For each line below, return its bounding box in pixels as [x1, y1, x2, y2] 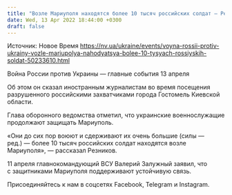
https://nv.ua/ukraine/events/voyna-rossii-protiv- [79, 42, 220, 50]
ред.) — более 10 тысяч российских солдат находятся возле [7, 139, 186, 147]
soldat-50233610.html [7, 57, 70, 65]
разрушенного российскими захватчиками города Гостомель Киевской [7, 90, 220, 99]
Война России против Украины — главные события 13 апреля [7, 70, 190, 78]
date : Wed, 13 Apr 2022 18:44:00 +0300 [7, 17, 122, 23]
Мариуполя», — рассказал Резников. [7, 146, 117, 155]
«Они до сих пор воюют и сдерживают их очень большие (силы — [7, 132, 205, 140]
